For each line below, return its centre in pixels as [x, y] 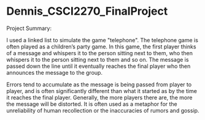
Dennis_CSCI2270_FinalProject [87, 11]
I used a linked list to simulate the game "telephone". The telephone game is [102, 40]
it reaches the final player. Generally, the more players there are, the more [99, 97]
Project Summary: [29, 28]
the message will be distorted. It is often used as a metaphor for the [92, 104]
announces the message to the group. [55, 72]
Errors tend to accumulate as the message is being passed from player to [99, 84]
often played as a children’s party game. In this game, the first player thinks [101, 47]
